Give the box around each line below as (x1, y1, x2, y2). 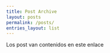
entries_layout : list (6, 25, 60, 31)
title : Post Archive (6, 8, 58, 15)
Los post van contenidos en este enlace (6, 41, 104, 48)
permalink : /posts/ (6, 19, 55, 25)
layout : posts (6, 14, 42, 20)
